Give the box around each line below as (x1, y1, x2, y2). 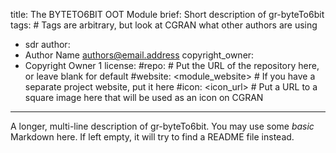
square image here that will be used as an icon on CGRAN (24, 92, 264, 103)
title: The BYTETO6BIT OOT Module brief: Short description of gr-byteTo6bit (10, 9, 325, 20)
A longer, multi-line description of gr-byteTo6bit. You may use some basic (10, 120, 315, 132)
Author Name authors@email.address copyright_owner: (24, 49, 255, 61)
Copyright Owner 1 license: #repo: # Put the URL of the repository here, (24, 60, 320, 71)
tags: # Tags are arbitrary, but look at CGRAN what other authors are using (10, 19, 318, 31)
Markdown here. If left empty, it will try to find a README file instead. (10, 131, 295, 143)
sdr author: (24, 39, 71, 50)
